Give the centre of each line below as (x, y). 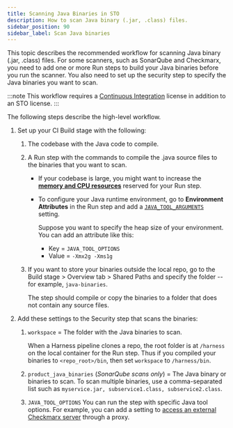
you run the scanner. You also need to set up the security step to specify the (117, 75)
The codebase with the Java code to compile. (93, 144)
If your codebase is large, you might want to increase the (120, 178)
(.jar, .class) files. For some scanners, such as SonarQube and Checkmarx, (114, 61)
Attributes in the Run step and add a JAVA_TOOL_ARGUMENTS (121, 207)
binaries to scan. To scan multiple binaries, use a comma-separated (125, 381)
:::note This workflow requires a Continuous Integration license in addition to (116, 96)
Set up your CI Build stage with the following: (82, 130)
